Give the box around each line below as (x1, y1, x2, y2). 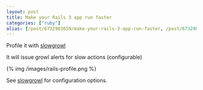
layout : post (6, 8, 39, 15)
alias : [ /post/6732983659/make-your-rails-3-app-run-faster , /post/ (6, 25, 182, 32)
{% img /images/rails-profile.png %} (6, 65, 97, 73)
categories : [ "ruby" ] (6, 20, 61, 26)
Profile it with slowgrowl (6, 42, 66, 49)
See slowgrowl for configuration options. (6, 77, 108, 84)
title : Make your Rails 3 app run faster (6, 14, 112, 20)
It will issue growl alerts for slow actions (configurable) (6, 53, 143, 61)
